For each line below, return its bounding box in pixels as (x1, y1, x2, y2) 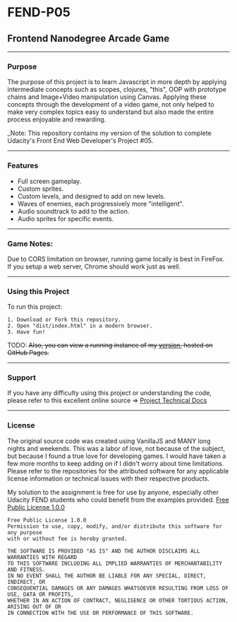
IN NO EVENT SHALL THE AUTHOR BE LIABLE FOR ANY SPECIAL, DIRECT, (7, 572, 207, 580)
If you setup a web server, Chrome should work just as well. (7, 262, 181, 271)
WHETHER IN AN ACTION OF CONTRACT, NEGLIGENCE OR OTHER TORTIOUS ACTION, (7, 597, 229, 604)
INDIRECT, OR (7, 578, 46, 585)
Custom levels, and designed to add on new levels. (17, 192, 166, 200)
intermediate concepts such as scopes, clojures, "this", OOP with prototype (7, 86, 227, 94)
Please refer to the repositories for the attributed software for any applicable (7, 466, 229, 475)
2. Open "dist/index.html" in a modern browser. (7, 322, 153, 329)
